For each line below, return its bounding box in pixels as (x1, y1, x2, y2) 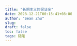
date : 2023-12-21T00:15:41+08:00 (5, 11, 73, 16)
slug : (5, 20, 16, 25)
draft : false (5, 25, 31, 30)
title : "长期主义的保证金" (5, 7, 54, 12)
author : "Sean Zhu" (5, 16, 45, 21)
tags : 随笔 (5, 34, 26, 39)
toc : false (5, 29, 27, 34)
